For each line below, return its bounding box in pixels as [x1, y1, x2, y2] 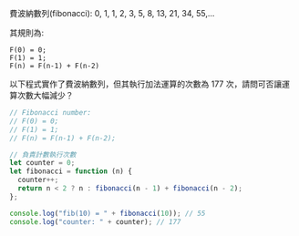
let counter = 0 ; [9, 159, 76, 168]
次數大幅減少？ [16, 90, 74, 100]
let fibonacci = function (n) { [9, 167, 132, 176]
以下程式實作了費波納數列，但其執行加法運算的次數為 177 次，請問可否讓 [9, 78, 283, 89]
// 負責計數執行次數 [9, 149, 77, 159]
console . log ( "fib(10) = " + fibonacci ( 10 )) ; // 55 [9, 209, 206, 218]
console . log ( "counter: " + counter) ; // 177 [9, 217, 181, 226]
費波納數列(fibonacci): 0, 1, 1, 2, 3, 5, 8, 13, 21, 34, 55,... [9, 8, 215, 18]
